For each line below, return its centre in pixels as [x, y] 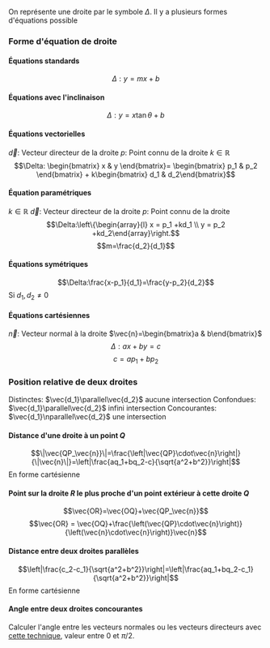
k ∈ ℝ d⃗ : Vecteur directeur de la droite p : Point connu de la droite [119, 211]
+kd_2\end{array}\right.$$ [136, 233]
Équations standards [44, 61]
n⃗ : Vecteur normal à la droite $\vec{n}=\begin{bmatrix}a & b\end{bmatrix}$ [135, 333]
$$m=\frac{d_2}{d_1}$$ [136, 246]
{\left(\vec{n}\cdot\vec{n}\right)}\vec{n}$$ [136, 532]
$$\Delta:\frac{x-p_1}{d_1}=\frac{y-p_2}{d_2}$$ [136, 282]
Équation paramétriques [50, 193]
